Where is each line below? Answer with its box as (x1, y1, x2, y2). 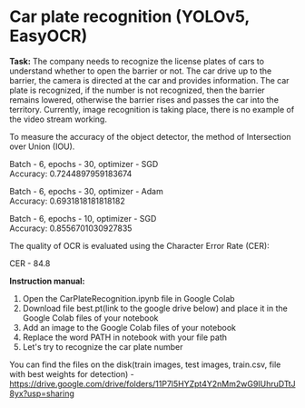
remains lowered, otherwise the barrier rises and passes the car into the (9, 94, 280, 105)
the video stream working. (9, 114, 107, 124)
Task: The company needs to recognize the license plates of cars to (9, 55, 265, 66)
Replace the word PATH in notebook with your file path (22, 332, 228, 343)
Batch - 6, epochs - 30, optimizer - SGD (9, 158, 159, 169)
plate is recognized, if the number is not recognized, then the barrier (9, 85, 265, 95)
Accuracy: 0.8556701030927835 (9, 223, 133, 234)
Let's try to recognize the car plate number (22, 341, 183, 352)
